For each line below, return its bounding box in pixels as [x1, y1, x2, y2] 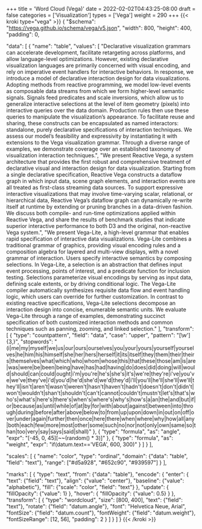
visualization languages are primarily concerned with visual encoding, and [6, 62, 191, 69]
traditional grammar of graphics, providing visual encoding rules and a [6, 242, 181, 248]
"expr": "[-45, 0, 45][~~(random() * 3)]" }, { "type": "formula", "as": [6, 435, 174, 441]
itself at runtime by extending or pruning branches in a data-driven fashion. [6, 203, 193, 210]
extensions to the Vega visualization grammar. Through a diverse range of [6, 139, 190, 146]
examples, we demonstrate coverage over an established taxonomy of [6, 145, 181, 152]
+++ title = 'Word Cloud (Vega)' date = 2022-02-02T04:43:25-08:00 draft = [6, 5, 196, 12]
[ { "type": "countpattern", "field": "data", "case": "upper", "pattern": [6, 332, 175, 339]
